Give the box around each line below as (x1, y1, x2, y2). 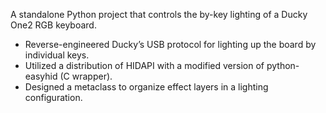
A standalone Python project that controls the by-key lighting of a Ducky (10, 9, 308, 20)
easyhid (24, 70, 58, 82)
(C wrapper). (59, 70, 113, 82)
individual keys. (24, 49, 90, 61)
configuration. (24, 92, 83, 103)
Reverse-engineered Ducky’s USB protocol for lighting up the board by (24, 39, 317, 50)
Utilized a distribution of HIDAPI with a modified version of (24, 60, 265, 71)
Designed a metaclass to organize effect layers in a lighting (24, 81, 269, 93)
